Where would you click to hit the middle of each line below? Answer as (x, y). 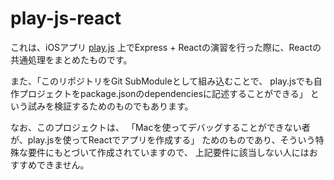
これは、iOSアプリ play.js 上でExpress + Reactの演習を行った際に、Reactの (166, 47)
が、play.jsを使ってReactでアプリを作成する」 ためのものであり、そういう (163, 139)
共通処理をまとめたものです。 (71, 59)
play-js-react (66, 18)
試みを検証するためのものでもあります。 (110, 106)
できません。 (63, 164)
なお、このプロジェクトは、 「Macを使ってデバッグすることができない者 (160, 127)
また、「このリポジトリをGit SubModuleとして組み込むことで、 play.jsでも (162, 81)
